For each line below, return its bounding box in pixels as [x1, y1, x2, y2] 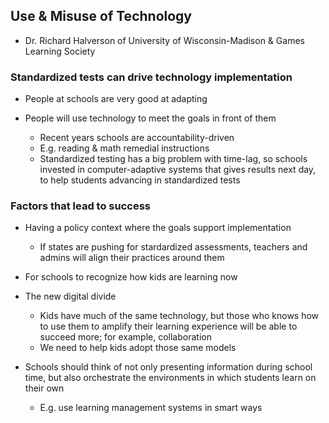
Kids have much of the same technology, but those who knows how [39, 310, 320, 322]
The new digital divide [24, 290, 117, 303]
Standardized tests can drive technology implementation [10, 70, 293, 84]
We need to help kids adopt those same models [39, 342, 237, 354]
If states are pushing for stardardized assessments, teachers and [39, 241, 308, 253]
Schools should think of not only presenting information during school [24, 361, 313, 373]
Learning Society [24, 45, 96, 57]
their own [24, 382, 65, 394]
